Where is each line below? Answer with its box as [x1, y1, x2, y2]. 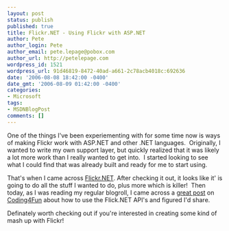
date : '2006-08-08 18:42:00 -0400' [7, 74, 109, 81]
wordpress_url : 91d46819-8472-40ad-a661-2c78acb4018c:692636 [7, 67, 186, 74]
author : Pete [7, 36, 45, 43]
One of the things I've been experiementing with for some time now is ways [7, 131, 221, 140]
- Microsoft [7, 93, 41, 100]
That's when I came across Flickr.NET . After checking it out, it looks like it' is [7, 173, 223, 182]
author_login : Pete [7, 42, 63, 49]
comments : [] [7, 112, 45, 119]
